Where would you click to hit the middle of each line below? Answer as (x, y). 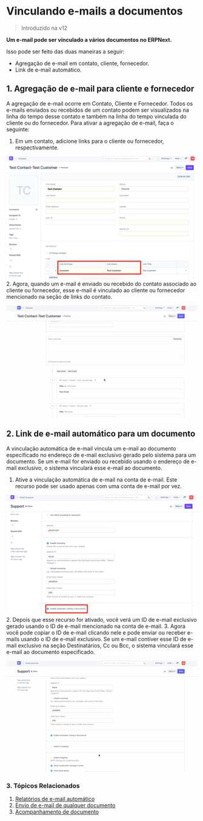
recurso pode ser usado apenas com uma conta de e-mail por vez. (98, 486)
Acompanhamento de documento (57, 812)
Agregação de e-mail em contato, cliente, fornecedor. (82, 63)
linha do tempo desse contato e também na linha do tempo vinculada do (96, 116)
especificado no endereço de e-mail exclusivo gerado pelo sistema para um (101, 455)
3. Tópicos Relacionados (43, 786)
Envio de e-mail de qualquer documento (65, 805)
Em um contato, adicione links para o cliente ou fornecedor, (89, 141)
